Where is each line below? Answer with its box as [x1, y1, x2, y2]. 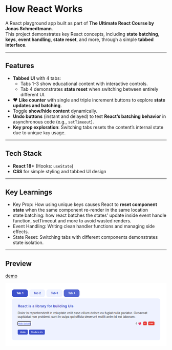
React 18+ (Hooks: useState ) [12, 162, 74, 169]
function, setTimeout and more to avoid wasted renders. [12, 218, 132, 224]
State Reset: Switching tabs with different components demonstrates [12, 234, 158, 240]
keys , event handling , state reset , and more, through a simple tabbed [5, 36, 154, 43]
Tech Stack [5, 149, 42, 158]
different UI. [20, 91, 46, 97]
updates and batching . [12, 102, 62, 108]
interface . [5, 42, 27, 48]
